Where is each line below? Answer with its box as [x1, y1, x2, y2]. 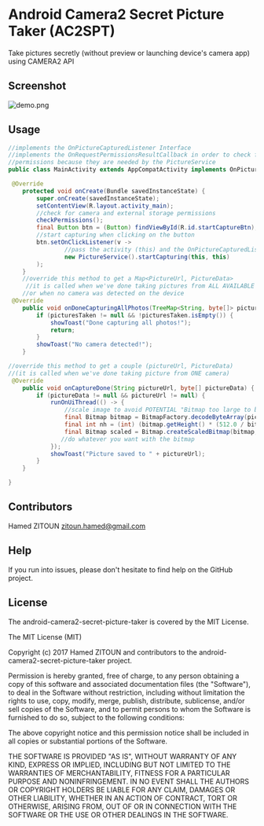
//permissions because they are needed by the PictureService [8, 159, 216, 167]
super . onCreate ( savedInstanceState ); [36, 194, 159, 202]
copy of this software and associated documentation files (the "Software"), [8, 679, 251, 688]
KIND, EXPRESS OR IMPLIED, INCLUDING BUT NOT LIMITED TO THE [8, 760, 231, 769]
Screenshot [8, 79, 67, 93]
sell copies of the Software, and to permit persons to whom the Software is [8, 704, 251, 714]
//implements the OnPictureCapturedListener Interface [8, 144, 192, 152]
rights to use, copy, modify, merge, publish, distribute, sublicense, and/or [8, 696, 245, 705]
